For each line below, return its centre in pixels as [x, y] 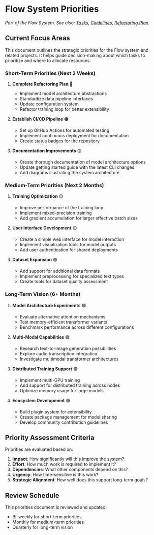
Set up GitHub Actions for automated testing [64, 130]
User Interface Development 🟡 [45, 228]
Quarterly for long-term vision [42, 527]
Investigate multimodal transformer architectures [69, 359]
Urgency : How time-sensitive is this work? [55, 475]
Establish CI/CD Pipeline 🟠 [40, 119]
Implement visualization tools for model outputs [68, 245]
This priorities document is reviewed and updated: [56, 507]
